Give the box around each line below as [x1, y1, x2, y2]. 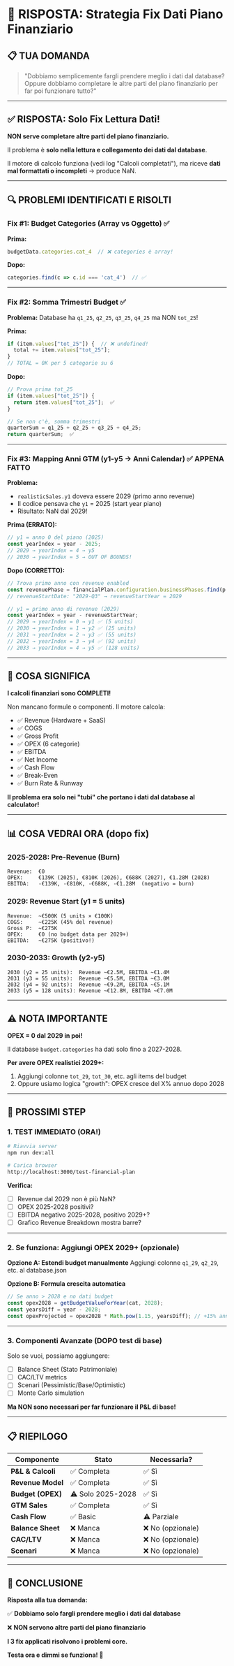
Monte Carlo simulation [17, 1389, 85, 1397]
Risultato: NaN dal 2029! [17, 507, 88, 516]
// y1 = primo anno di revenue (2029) [7, 605, 120, 612]
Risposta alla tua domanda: [7, 1596, 88, 1605]
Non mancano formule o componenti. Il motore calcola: [7, 702, 166, 711]
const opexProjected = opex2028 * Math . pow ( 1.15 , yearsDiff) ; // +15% [7, 1312, 217, 1319]
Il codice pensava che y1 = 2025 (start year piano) [17, 500, 162, 508]
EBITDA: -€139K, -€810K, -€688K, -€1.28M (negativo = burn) [7, 881, 195, 888]
